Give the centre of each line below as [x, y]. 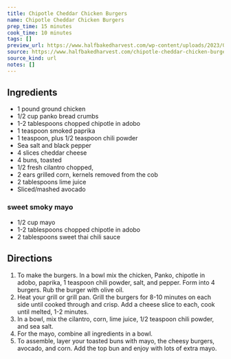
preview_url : [26, 45]
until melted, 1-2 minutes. [53, 312]
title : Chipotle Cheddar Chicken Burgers [67, 13]
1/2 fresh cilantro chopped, [55, 167]
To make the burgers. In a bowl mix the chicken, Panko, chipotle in [111, 275]
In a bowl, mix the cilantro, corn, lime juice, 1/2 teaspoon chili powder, [115, 319]
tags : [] [20, 39]
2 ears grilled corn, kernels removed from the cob [87, 175]
